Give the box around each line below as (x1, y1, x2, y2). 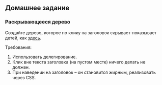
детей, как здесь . (5, 35, 42, 41)
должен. (12, 64, 30, 70)
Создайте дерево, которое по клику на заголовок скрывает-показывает (5, 29, 157, 36)
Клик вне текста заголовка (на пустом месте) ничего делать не (12, 59, 146, 65)
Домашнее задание (5, 4, 70, 12)
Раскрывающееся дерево (5, 19, 71, 25)
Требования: (5, 44, 32, 50)
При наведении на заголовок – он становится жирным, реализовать (12, 69, 156, 75)
